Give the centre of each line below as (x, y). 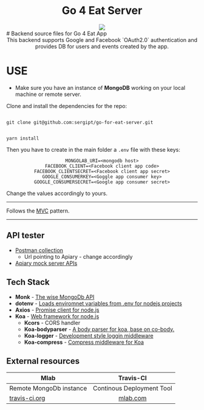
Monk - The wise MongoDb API (55, 297)
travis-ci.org (27, 398)
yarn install (23, 138)
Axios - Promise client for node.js (57, 310)
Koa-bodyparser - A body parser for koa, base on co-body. (99, 329)
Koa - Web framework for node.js (57, 316)
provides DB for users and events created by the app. (102, 46)
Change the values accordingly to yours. (57, 193)
